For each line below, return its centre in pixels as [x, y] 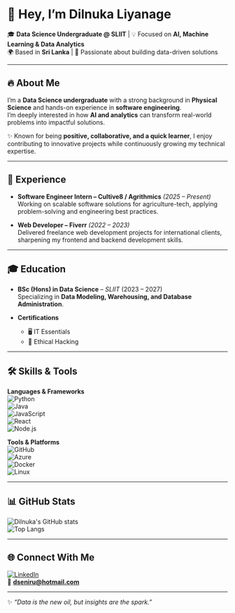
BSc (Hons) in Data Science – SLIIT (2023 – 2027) [90, 289]
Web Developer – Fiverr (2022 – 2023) [73, 225]
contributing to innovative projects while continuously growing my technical [116, 143]
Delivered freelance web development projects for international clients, [120, 232]
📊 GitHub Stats [41, 502]
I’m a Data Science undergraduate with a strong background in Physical [112, 100]
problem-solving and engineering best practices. [88, 211]
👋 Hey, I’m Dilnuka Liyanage [89, 14]
